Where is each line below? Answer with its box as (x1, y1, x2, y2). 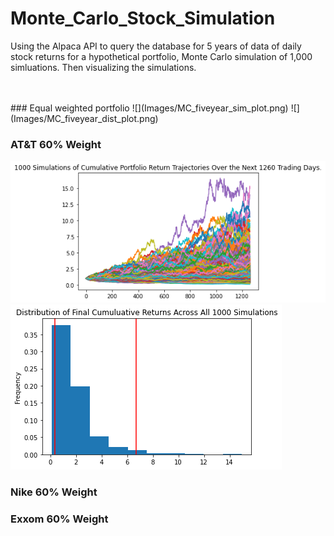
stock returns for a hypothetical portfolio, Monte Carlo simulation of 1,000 (10, 50, 313, 62)
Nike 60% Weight (10, 485, 98, 499)
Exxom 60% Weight (10, 512, 109, 526)
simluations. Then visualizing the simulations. (10, 61, 197, 73)
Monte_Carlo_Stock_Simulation (10, 7, 276, 30)
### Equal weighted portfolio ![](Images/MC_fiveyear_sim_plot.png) (10, 102, 289, 114)
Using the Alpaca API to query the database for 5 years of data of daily (10, 40, 302, 52)
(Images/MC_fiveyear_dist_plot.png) (10, 112, 159, 124)
